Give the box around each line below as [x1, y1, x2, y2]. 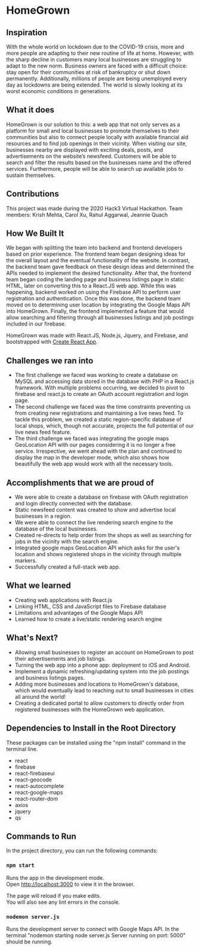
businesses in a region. [14, 513, 72, 520]
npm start [6, 862, 35, 869]
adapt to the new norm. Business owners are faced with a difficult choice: [6, 62, 187, 69]
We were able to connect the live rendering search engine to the [14, 519, 173, 526]
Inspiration [6, 27, 48, 38]
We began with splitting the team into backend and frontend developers [6, 244, 183, 251]
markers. [14, 557, 37, 565]
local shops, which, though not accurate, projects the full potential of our [14, 422, 194, 430]
